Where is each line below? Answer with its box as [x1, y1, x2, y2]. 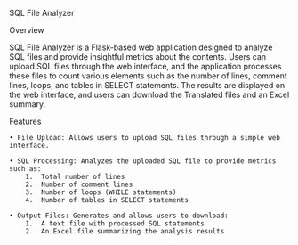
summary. [9, 99, 46, 110]
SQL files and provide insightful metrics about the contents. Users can [9, 52, 267, 61]
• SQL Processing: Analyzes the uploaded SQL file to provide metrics [9, 157, 277, 166]
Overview [9, 25, 44, 35]
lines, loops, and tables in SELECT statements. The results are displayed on [9, 80, 286, 90]
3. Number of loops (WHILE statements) [25, 188, 177, 197]
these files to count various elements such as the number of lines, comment [9, 70, 287, 81]
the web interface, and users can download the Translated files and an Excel [9, 89, 290, 100]
